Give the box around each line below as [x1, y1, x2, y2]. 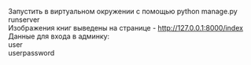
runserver [8, 15, 40, 24]
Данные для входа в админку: [8, 31, 110, 41]
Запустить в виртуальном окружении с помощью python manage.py [8, 7, 238, 16]
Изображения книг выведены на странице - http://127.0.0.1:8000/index [8, 23, 244, 32]
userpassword [8, 49, 55, 57]
